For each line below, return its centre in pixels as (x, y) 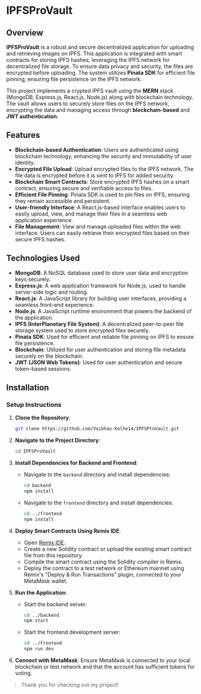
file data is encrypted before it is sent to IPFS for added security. (95, 175)
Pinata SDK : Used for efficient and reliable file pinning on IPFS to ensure (104, 336)
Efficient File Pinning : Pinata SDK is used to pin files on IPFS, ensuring (102, 194)
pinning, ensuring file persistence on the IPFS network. (74, 79)
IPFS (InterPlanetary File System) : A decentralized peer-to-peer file (99, 324)
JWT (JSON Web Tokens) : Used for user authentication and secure (99, 362)
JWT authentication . (32, 116)
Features (23, 135)
